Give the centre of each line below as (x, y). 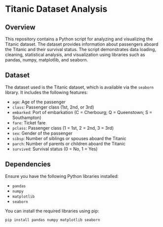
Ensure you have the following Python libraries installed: (62, 176)
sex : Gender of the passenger (42, 133)
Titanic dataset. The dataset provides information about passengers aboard (82, 44)
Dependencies (28, 164)
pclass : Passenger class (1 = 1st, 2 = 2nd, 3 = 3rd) (63, 128)
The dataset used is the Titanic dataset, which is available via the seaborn (80, 87)
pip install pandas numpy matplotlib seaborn (52, 220)
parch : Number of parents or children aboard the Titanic (69, 143)
